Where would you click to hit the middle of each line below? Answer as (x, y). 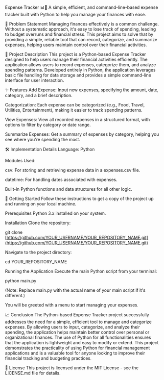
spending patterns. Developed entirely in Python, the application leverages (80, 70)
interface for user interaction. (35, 80)
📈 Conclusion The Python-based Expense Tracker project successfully (77, 315)
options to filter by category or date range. (48, 125)
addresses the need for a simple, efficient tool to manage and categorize (78, 322)
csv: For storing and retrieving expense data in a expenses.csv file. (73, 170)
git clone (14, 232)
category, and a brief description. (39, 95)
